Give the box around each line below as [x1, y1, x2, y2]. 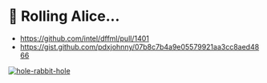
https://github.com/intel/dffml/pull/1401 [19, 34, 150, 43]
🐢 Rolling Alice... [8, 7, 120, 26]
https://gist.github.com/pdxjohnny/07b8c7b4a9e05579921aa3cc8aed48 [19, 41, 260, 51]
